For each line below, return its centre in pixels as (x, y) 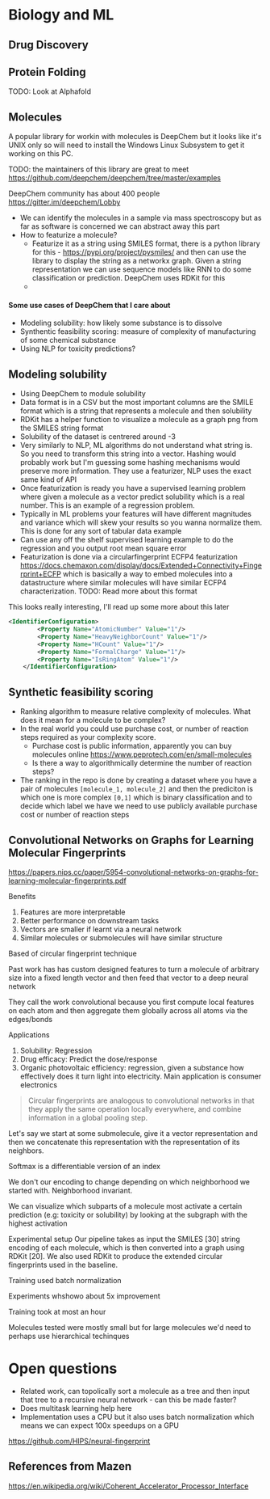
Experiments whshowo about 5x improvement (85, 1296)
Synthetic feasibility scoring (81, 692)
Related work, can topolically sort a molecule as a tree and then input (135, 1391)
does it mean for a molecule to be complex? (93, 720)
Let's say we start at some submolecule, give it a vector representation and (133, 1133)
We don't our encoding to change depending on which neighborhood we (129, 1181)
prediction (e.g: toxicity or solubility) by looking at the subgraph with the (128, 1214)
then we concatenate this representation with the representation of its (124, 1142)
